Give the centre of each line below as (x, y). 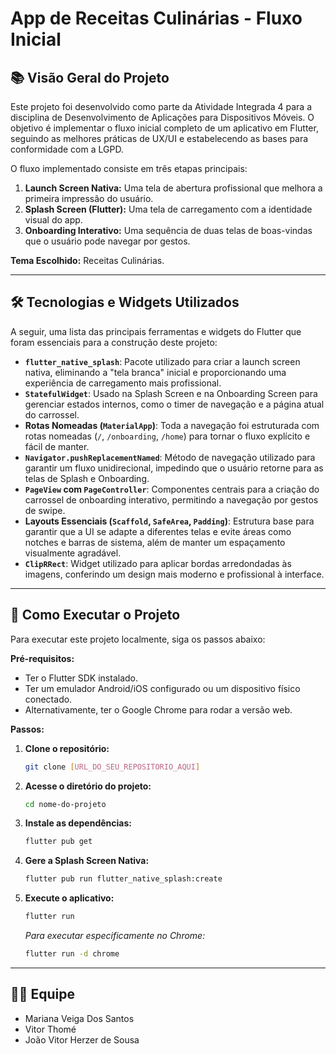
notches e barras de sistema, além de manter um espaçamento (155, 542)
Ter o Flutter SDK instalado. (81, 678)
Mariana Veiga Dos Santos (79, 1018)
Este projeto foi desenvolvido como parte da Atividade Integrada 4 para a (161, 106)
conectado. (48, 699)
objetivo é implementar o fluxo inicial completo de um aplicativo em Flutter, (164, 128)
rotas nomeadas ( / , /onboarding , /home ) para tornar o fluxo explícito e (167, 436)
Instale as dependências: (78, 823)
